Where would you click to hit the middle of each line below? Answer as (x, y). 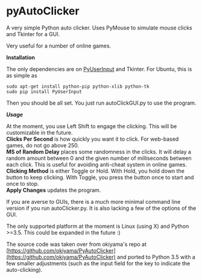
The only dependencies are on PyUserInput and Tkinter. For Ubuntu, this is (99, 69)
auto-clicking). (24, 269)
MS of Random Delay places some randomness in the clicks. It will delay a (99, 152)
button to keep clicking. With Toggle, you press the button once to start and (100, 177)
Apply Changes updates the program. (54, 190)
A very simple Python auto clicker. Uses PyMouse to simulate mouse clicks (99, 28)
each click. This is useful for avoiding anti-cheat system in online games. (97, 164)
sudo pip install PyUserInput (44, 91)
